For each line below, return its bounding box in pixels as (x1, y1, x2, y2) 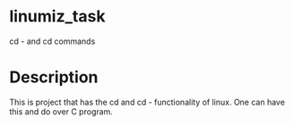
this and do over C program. (9, 105, 114, 117)
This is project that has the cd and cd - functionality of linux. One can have (9, 97, 285, 107)
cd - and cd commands (9, 36, 96, 46)
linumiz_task (9, 6, 106, 27)
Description (9, 67, 99, 88)
